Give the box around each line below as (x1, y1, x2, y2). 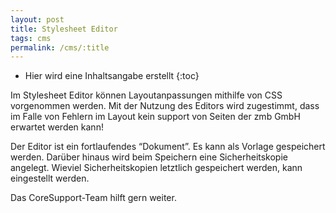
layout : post (10, 14, 65, 25)
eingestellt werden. (10, 172, 90, 185)
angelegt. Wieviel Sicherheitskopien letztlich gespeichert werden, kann (10, 162, 303, 174)
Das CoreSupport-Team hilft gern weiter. (10, 192, 177, 204)
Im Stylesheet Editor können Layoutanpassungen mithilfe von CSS (10, 89, 283, 101)
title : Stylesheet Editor (10, 24, 118, 34)
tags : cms (10, 33, 52, 43)
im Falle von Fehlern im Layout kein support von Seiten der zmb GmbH (10, 111, 301, 123)
